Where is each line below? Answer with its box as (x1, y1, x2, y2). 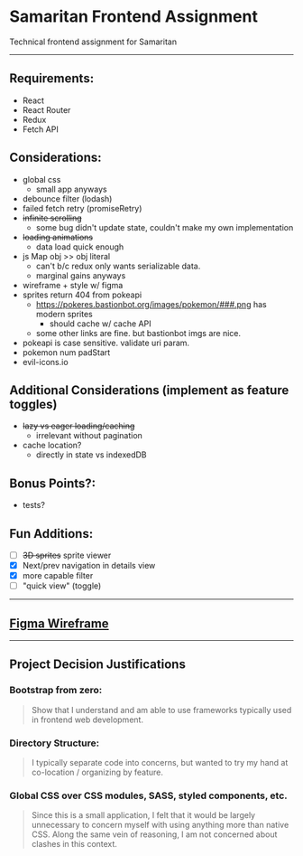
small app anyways (35, 183, 107, 194)
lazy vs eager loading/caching (22, 420, 135, 431)
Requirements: (9, 71, 95, 87)
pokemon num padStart (22, 346, 111, 358)
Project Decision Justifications (9, 657, 187, 673)
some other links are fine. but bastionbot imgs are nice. (35, 327, 242, 338)
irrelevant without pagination (35, 430, 142, 441)
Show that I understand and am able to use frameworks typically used (31, 704, 292, 715)
